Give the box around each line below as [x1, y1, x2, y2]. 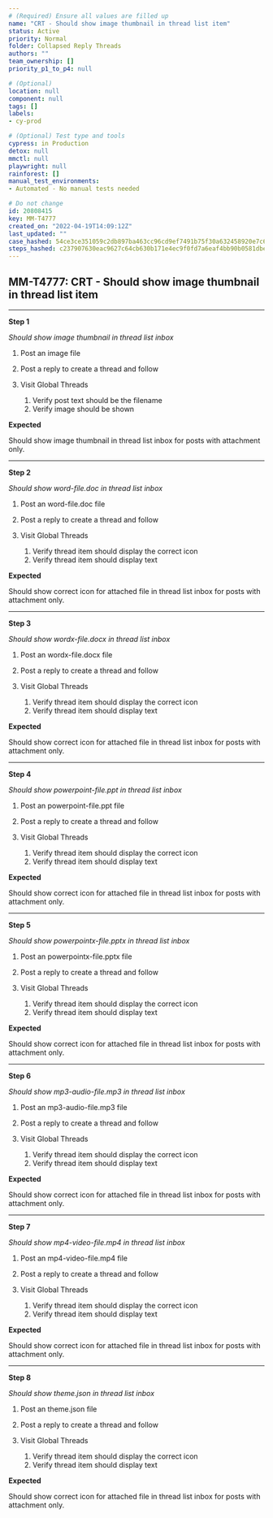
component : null [8, 94, 63, 102]
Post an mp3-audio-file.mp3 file [19, 1102, 128, 1112]
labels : [8, 110, 35, 118]
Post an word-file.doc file [19, 499, 106, 509]
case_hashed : [8, 237, 53, 245]
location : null [8, 87, 60, 95]
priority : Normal [8, 34, 67, 43]
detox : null [8, 147, 49, 155]
